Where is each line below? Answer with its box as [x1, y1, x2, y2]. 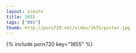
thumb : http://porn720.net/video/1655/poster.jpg [6, 24, 131, 31]
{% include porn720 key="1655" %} [6, 41, 93, 48]
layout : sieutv [6, 8, 44, 15]
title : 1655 [6, 14, 35, 20]
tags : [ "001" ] [6, 19, 41, 25]
